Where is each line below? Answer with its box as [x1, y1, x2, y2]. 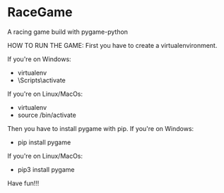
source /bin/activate [17, 111, 76, 119]
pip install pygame [17, 138, 71, 147]
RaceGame [7, 4, 73, 20]
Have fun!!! [7, 179, 40, 187]
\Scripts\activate [17, 75, 66, 85]
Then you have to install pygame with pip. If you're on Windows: [7, 124, 194, 132]
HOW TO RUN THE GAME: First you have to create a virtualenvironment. [7, 41, 218, 49]
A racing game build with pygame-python [7, 27, 129, 36]
